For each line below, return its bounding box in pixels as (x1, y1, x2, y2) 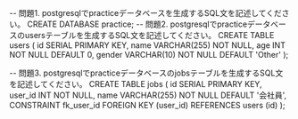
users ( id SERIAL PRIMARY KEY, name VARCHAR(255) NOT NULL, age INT (9, 40, 286, 51)
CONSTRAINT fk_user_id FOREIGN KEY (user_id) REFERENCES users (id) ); (9, 100, 286, 110)
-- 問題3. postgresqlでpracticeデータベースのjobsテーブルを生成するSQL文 (9, 67, 284, 78)
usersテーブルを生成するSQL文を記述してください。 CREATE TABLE (24, 30, 275, 40)
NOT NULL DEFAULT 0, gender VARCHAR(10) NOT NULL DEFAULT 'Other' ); (9, 50, 289, 59)
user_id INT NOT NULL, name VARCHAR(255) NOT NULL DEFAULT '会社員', (9, 90, 287, 100)
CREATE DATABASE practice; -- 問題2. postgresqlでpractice (26, 19, 248, 29)
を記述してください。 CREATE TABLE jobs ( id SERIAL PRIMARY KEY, (9, 79, 262, 89)
